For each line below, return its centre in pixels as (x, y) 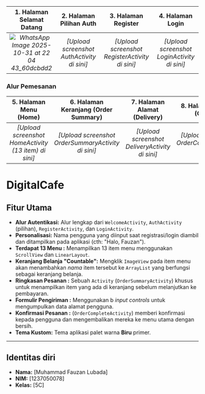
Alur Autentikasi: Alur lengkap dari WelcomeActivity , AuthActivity (98, 223)
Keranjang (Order (87, 110)
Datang (31, 27)
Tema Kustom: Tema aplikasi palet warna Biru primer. (83, 332)
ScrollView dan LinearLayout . (52, 255)
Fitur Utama (29, 208)
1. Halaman (32, 12)
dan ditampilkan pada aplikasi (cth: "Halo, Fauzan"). (80, 242)
